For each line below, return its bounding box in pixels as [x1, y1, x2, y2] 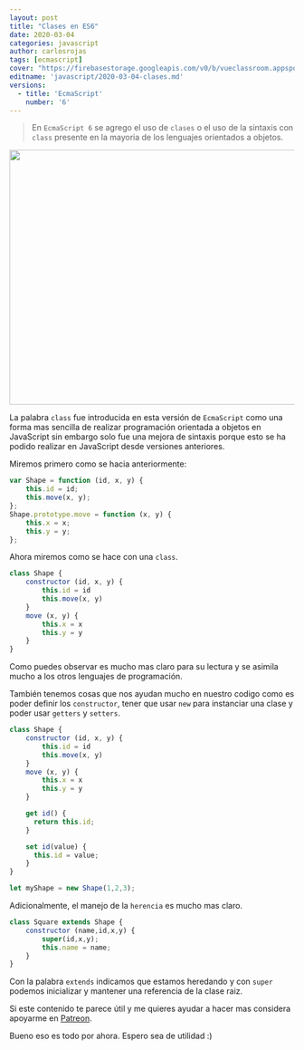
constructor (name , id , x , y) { [25, 926, 136, 935]
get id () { [25, 809, 67, 818]
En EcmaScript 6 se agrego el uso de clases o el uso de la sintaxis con [31, 122, 294, 133]
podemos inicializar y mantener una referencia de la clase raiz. [9, 986, 243, 997]
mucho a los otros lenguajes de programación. [9, 671, 183, 682]
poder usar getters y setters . [9, 708, 120, 718]
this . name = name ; [42, 943, 111, 952]
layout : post [9, 13, 59, 23]
